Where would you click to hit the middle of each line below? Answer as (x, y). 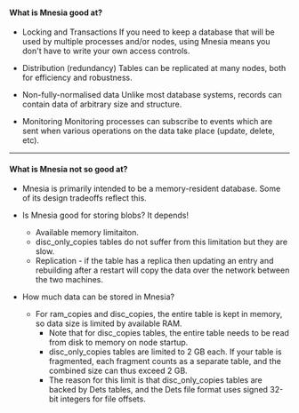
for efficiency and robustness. (77, 78)
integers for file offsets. (103, 399)
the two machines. (69, 280)
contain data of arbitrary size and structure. (102, 104)
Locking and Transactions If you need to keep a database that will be (148, 32)
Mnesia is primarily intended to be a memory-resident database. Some (151, 189)
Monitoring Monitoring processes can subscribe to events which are (147, 122)
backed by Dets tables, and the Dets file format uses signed (158, 390)
